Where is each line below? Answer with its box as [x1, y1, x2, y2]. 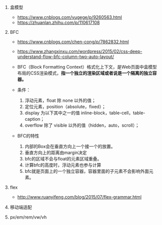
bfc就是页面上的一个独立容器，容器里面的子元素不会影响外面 [24, 168, 149, 174]
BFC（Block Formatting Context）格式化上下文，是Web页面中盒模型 [17, 64, 158, 70]
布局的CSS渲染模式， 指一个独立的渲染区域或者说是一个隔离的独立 [17, 70, 153, 76]
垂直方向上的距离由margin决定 [24, 150, 87, 155]
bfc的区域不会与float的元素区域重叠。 [24, 156, 102, 161]
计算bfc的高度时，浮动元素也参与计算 [24, 162, 101, 168]
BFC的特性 [17, 133, 40, 139]
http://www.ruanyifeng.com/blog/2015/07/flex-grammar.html [17, 194, 142, 200]
